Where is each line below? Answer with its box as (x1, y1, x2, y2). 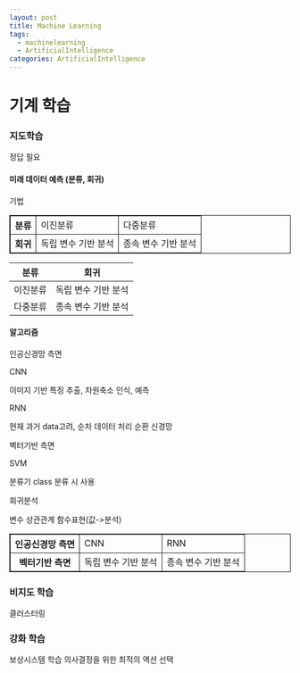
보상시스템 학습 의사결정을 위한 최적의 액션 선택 (9, 654, 174, 665)
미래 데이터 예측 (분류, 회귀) (9, 174, 104, 185)
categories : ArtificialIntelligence (9, 54, 146, 63)
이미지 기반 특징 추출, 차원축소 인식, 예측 (9, 385, 150, 395)
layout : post (9, 12, 58, 22)
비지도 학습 (9, 586, 54, 598)
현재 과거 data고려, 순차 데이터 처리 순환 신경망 (9, 420, 173, 431)
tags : (9, 29, 29, 38)
